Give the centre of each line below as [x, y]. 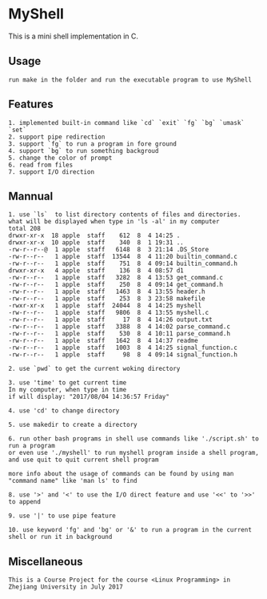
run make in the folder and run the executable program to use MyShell [130, 80]
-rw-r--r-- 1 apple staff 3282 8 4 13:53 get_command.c [116, 278]
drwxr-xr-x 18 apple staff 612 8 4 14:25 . [94, 236]
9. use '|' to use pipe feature [62, 516]
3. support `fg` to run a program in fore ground [93, 144]
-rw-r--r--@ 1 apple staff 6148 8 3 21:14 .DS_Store [109, 250]
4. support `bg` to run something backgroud [84, 151]
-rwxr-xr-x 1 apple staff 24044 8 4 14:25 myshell [105, 306]
